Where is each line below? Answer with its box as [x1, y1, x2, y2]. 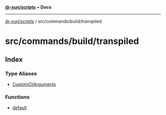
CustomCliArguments [12, 81, 56, 87]
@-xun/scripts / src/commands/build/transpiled [5, 18, 102, 24]
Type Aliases [5, 70, 37, 77]
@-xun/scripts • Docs [5, 4, 52, 10]
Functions [5, 93, 30, 100]
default [12, 105, 27, 111]
